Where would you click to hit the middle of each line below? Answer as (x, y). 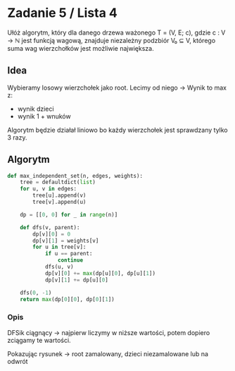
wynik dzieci (36, 109)
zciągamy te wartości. (39, 340)
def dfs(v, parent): (50, 227)
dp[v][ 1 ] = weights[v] (66, 241)
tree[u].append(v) (59, 195)
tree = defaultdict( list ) (58, 182)
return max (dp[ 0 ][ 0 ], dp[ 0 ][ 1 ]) (67, 299)
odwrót (18, 361)
